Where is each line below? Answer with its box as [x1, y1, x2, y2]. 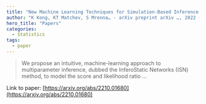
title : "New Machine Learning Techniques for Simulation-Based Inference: [6, 9, 202, 15]
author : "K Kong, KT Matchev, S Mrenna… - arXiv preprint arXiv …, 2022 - [6, 15, 202, 21]
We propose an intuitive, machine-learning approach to [21, 59, 161, 67]
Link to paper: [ [6, 84, 45, 91]
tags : [6, 37, 20, 43]
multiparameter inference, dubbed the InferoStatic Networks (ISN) [21, 66, 189, 73]
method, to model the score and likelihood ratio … [21, 72, 147, 80]
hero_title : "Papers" [6, 20, 62, 26]
